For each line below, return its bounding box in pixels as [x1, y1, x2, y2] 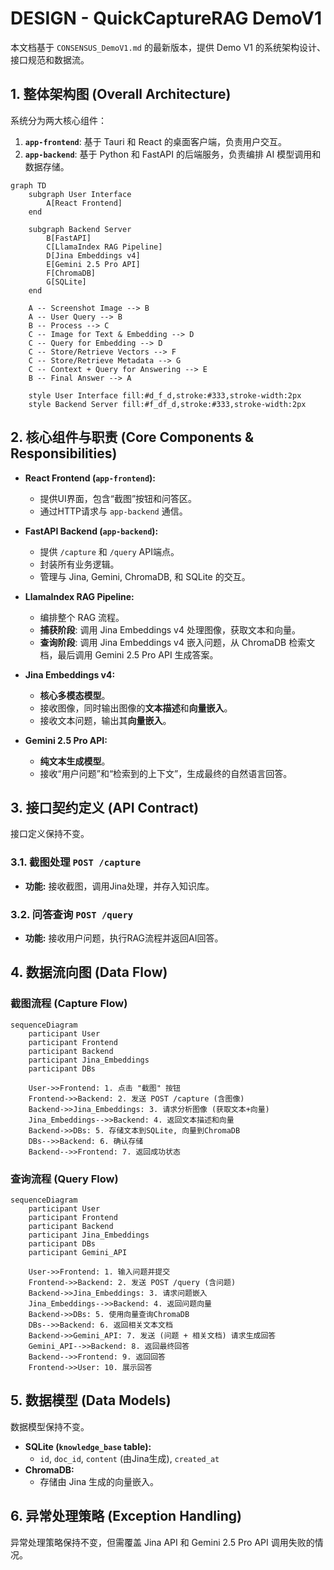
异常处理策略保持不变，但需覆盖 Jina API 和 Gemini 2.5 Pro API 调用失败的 [10, 1536, 315, 1548]
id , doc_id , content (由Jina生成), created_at [39, 1452, 220, 1464]
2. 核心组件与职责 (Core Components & [10, 429, 255, 446]
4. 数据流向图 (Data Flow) [10, 964, 168, 981]
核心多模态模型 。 [39, 689, 111, 701]
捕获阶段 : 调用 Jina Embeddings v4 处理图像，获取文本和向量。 [39, 623, 301, 636]
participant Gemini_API [28, 1247, 128, 1257]
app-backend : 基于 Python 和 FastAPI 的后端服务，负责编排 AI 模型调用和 [24, 148, 322, 160]
